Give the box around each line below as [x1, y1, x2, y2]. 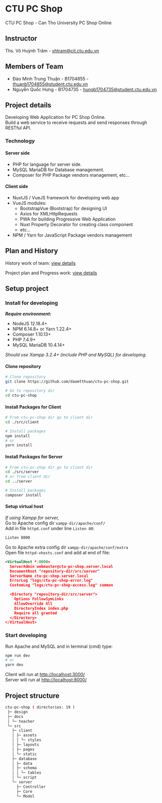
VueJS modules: [12, 200, 47, 206]
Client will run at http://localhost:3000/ [5, 672, 85, 678]
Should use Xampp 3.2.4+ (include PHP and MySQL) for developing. [5, 352, 147, 358]
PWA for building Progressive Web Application [20, 216, 116, 222]
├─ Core [16, 789, 33, 794]
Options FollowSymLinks [14, 597, 64, 602]
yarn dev [5, 663, 24, 668]
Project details [5, 101, 52, 109]
